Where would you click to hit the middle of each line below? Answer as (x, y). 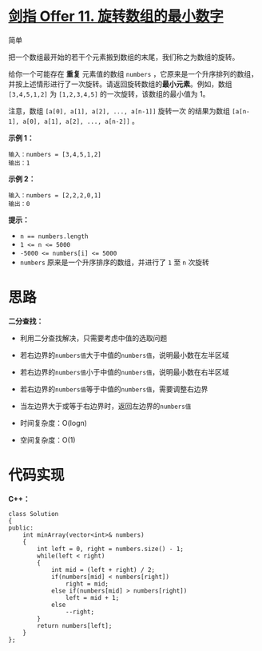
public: (21, 528)
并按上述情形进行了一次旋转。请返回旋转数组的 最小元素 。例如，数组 (120, 84)
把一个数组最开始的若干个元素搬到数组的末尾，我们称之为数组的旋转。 (124, 57)
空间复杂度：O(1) (48, 439)
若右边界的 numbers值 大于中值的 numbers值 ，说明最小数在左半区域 (124, 355)
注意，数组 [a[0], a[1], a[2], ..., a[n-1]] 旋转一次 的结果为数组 (119, 111)
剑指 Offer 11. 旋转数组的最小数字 (116, 16)
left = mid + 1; (92, 597)
